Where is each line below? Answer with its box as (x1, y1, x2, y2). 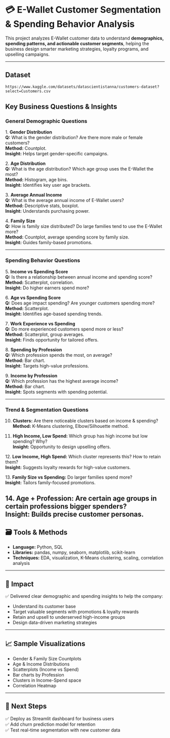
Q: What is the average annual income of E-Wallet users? (5, 197, 124, 204)
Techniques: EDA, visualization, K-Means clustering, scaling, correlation (12, 555, 163, 561)
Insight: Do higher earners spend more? (5, 285, 90, 291)
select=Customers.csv (5, 88, 51, 94)
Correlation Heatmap (12, 682, 57, 688)
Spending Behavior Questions (5, 257, 80, 264)
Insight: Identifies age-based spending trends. (5, 311, 103, 317)
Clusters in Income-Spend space (12, 677, 81, 683)
